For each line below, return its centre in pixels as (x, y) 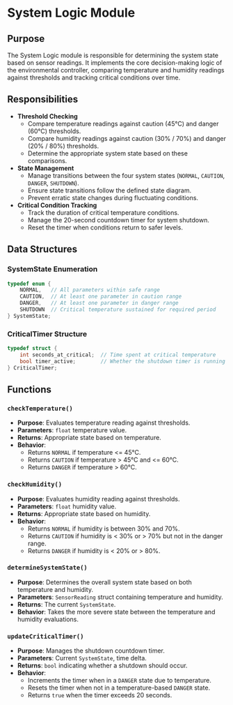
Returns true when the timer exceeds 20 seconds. (100, 695)
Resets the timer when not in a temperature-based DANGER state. (119, 688)
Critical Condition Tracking (57, 205)
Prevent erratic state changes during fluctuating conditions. (113, 197)
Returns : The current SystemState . (66, 604)
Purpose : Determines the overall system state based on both (105, 582)
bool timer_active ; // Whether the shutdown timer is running (123, 361)
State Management (46, 168)
